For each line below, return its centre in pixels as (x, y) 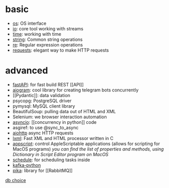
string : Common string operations (47, 39)
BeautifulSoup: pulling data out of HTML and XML (64, 111)
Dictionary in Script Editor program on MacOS (60, 154)
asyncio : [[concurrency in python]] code (54, 122)
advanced (27, 70)
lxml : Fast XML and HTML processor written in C (63, 138)
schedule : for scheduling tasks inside (51, 160)
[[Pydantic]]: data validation (41, 95)
